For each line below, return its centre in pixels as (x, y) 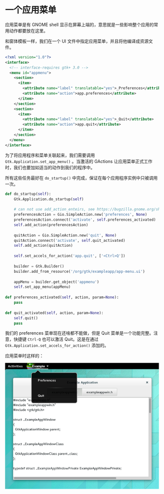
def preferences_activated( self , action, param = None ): (62, 297)
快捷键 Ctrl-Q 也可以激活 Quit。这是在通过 (56, 339)
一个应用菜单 (31, 10)
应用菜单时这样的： (24, 356)
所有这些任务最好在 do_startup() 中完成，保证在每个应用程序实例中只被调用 (81, 178)
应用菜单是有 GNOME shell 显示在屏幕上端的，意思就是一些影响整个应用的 (80, 25)
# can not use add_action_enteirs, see (54, 209)
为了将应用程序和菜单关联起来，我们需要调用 (50, 155)
